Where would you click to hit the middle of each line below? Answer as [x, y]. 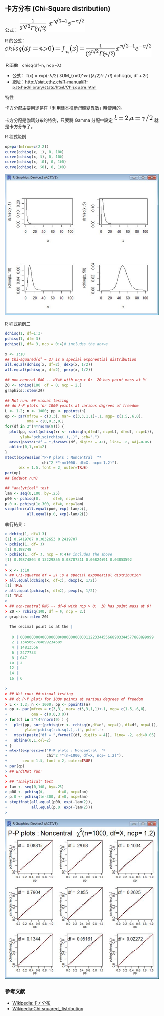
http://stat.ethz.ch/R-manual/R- [57, 82]
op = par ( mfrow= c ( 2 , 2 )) [27, 146]
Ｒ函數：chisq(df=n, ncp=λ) [33, 65]
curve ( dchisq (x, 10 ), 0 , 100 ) [36, 162]
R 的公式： [16, 40]
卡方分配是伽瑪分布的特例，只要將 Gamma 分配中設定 [59, 120]
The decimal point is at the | [41, 627]
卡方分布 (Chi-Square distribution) [58, 9]
